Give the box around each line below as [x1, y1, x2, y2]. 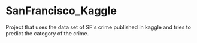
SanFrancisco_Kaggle [5, 4, 117, 18]
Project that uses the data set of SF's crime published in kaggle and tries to [5, 24, 191, 31]
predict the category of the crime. [5, 29, 89, 37]
